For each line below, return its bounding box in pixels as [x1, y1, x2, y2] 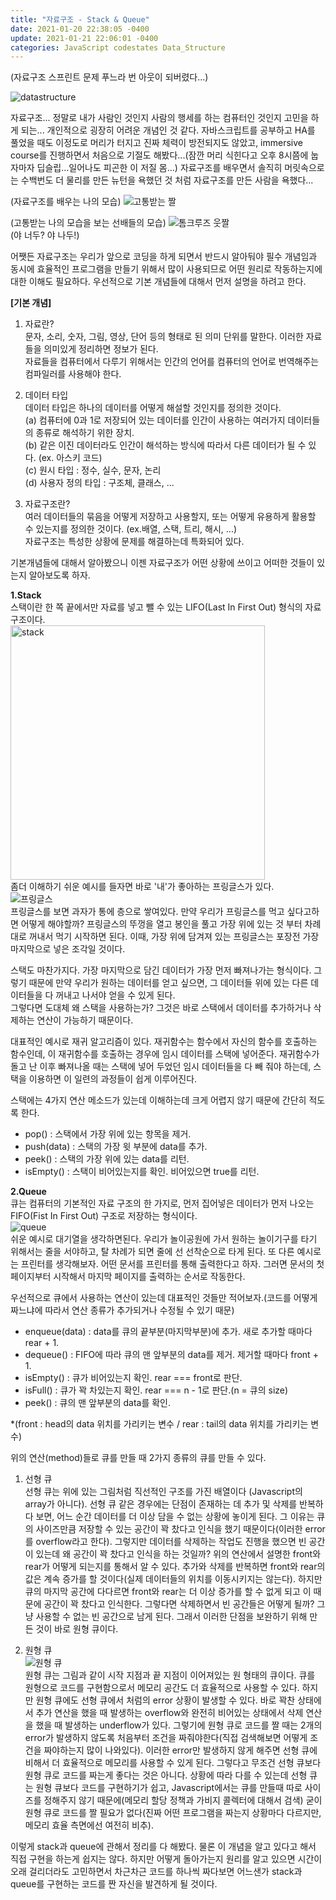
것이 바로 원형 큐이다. [35, 1623, 119, 1635]
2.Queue [10, 1186, 47, 1198]
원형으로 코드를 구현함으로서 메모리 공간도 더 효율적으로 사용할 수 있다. [24, 1682, 300, 1694]
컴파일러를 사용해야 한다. [24, 368, 122, 380]
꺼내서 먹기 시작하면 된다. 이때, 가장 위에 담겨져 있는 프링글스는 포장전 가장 [28, 931, 320, 943]
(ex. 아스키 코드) [38, 452, 103, 464]
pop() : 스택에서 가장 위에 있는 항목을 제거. [24, 1128, 192, 1140]
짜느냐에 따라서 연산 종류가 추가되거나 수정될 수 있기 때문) [10, 1304, 235, 1316]
